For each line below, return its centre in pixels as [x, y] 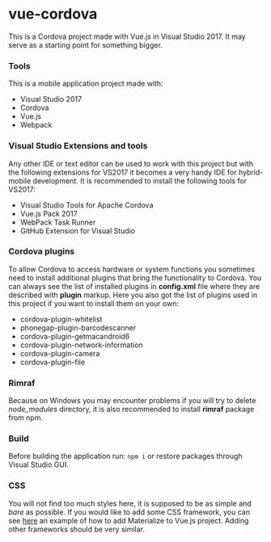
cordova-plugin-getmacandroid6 [75, 336]
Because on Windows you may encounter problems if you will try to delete [132, 401]
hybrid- [251, 172]
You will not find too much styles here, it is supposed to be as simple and [130, 503]
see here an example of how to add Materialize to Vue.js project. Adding [129, 520]
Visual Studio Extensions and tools [78, 146]
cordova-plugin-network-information [81, 345]
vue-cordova [53, 14]
